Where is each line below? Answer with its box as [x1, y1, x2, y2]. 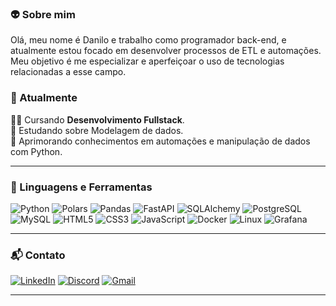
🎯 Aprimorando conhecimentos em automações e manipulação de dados [10, 135, 311, 147]
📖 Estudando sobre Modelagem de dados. [10, 124, 184, 136]
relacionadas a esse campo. [10, 66, 127, 78]
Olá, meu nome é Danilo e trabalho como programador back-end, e [10, 34, 287, 46]
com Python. [10, 145, 63, 157]
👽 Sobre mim [10, 7, 76, 21]
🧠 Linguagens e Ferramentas [10, 180, 153, 194]
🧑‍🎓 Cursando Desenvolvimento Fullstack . [10, 113, 185, 126]
